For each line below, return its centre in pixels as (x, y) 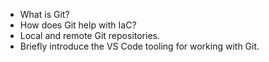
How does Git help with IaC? (78, 25)
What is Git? (44, 14)
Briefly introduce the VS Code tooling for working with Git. (139, 46)
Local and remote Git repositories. (89, 35)
